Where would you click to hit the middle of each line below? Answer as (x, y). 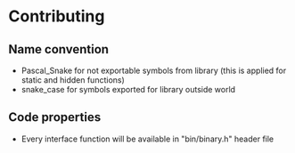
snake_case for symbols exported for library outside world (128, 89)
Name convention (58, 49)
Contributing (57, 16)
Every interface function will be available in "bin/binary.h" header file (147, 139)
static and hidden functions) (73, 80)
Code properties (55, 117)
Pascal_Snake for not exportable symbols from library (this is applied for (154, 70)
